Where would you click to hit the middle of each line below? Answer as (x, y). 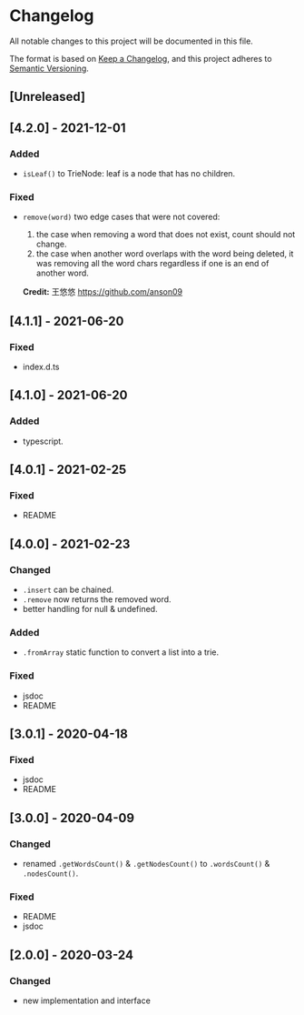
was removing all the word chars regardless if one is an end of (152, 264)
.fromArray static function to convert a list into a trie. (121, 652)
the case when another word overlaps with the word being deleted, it (165, 254)
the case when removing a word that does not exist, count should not (166, 235)
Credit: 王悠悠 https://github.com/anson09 (103, 292)
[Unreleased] (48, 97)
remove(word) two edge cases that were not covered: (121, 217)
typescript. (43, 441)
